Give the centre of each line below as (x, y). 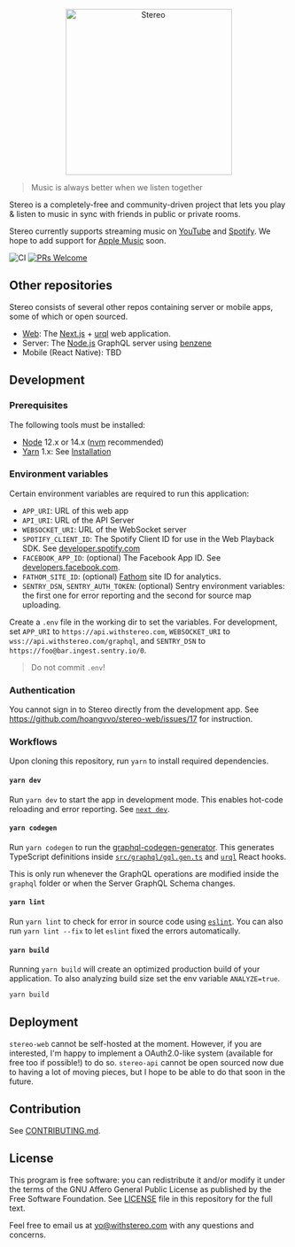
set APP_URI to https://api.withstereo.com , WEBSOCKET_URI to (120, 631)
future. (21, 1081)
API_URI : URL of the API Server (78, 520)
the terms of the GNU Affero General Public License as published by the (140, 1189)
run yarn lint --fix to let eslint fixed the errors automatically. (125, 931)
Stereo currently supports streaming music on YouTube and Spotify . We (140, 231)
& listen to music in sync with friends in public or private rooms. (125, 214)
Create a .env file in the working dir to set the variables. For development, (143, 622)
